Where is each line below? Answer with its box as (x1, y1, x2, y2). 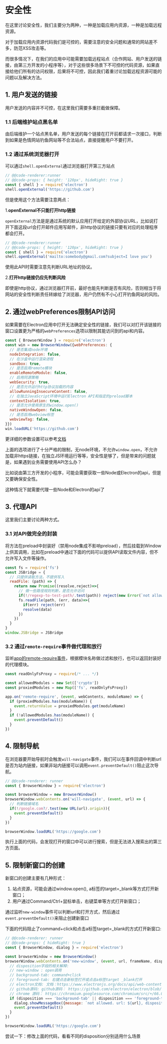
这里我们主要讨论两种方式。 (5, 517, 62, 523)
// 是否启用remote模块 (9, 366, 52, 371)
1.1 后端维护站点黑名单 (5, 118, 58, 125)
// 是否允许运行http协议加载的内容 (9, 384, 74, 389)
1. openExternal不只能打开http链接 (5, 207, 76, 213)
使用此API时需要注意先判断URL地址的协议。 (5, 264, 95, 270)
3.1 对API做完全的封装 (5, 530, 58, 537)
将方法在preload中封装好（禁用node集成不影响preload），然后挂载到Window (5, 543, 162, 549)
